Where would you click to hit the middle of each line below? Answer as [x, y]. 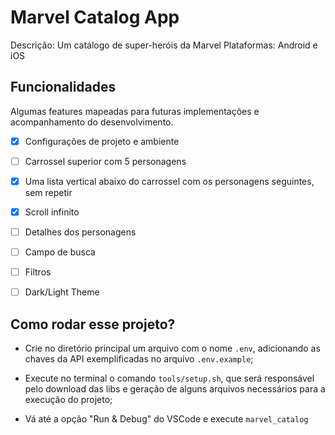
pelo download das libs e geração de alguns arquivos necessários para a [175, 389]
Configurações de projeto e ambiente [102, 141]
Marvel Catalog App [95, 17]
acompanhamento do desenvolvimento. [92, 122]
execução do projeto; [68, 400]
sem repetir [48, 192]
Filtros [38, 272]
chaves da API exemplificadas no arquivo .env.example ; [139, 359]
